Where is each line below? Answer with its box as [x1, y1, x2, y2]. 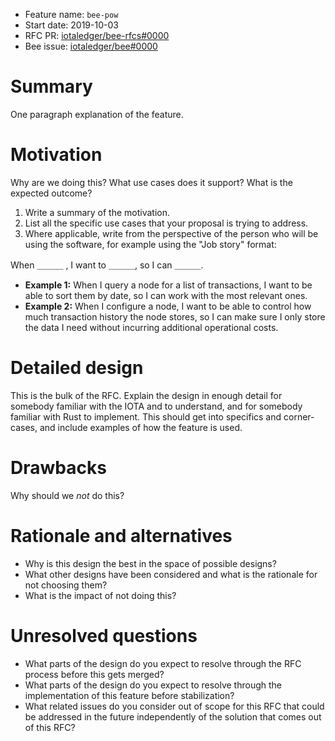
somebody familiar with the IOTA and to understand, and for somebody [10, 400, 303, 412]
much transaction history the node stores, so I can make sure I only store [24, 310, 326, 323]
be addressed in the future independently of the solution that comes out [24, 710, 322, 723]
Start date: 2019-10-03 [24, 19, 119, 31]
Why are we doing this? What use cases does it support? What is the [10, 176, 293, 188]
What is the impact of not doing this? [24, 589, 177, 601]
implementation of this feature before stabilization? [24, 689, 235, 701]
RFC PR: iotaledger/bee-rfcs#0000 [24, 30, 170, 41]
